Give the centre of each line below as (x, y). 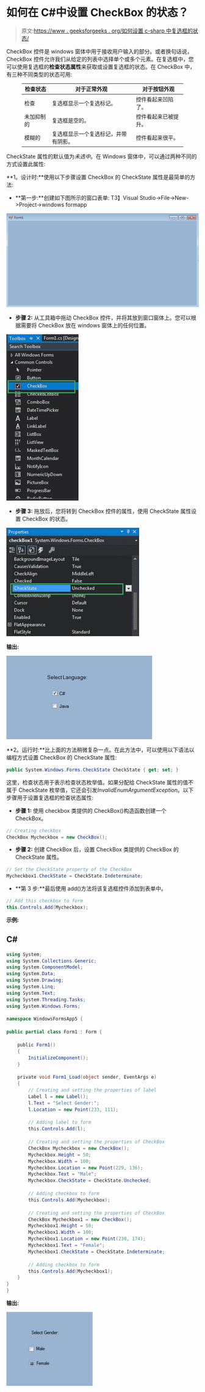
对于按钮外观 (159, 89)
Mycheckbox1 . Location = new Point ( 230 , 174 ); (87, 1239)
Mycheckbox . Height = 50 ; (60, 1155)
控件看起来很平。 (157, 138)
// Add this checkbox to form (45, 901)
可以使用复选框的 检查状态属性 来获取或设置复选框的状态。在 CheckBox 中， (101, 67)
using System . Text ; (31, 993)
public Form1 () (37, 1045)
